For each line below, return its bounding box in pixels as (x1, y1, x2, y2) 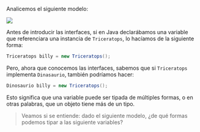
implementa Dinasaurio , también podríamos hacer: (6, 70, 135, 78)
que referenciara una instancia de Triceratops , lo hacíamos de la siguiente (6, 35, 194, 42)
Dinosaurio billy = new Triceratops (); (6, 82, 108, 89)
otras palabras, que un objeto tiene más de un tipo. (6, 100, 135, 108)
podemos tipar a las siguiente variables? (21, 119, 124, 126)
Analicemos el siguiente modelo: (6, 5, 89, 12)
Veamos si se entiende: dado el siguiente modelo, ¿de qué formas (21, 112, 188, 119)
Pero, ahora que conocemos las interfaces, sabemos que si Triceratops (6, 64, 188, 71)
